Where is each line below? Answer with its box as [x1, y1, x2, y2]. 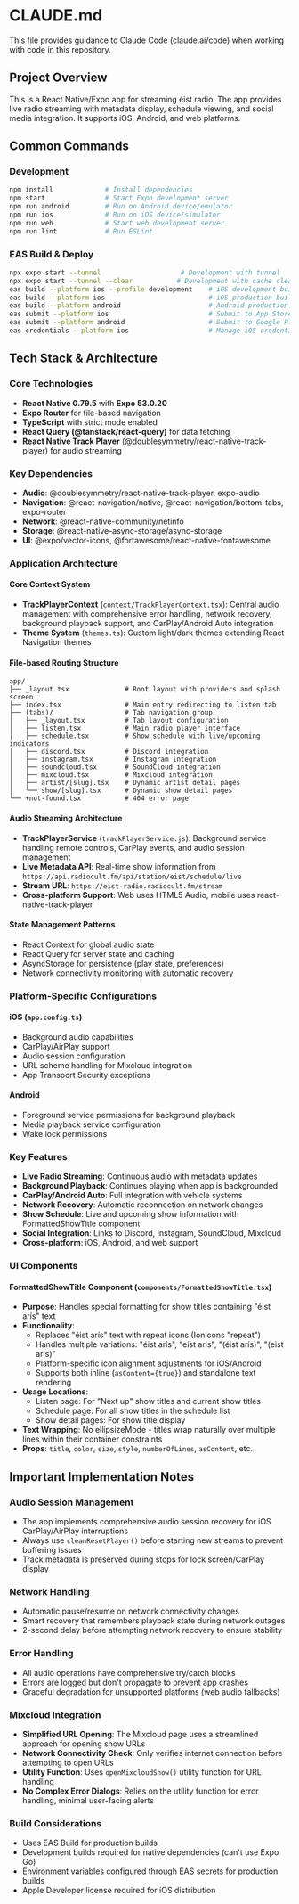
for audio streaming [50, 445, 122, 455]
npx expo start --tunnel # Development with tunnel [9, 268, 280, 277]
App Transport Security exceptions [21, 1069, 151, 1080]
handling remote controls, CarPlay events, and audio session [21, 842, 245, 853]
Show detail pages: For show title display [35, 1415, 186, 1426]
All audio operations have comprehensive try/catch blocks [21, 1667, 236, 1678]
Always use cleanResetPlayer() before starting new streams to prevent [21, 1535, 284, 1546]
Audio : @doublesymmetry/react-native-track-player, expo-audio [21, 487, 260, 498]
